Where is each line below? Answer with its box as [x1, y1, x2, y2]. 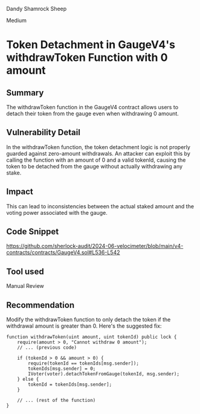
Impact [6, 186, 33, 197]
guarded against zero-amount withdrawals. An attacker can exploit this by [6, 150, 190, 157]
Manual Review [6, 282, 44, 290]
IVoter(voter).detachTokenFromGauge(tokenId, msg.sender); [28, 371, 180, 377]
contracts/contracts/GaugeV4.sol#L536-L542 [6, 249, 120, 256]
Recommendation [6, 300, 74, 310]
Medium [6, 17, 27, 24]
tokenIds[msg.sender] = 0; [28, 366, 96, 372]
